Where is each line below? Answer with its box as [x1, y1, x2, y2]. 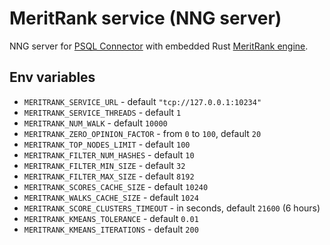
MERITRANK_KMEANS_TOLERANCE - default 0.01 [23, 212, 199, 224]
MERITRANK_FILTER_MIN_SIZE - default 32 [23, 159, 186, 171]
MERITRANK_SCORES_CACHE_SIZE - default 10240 [23, 180, 209, 192]
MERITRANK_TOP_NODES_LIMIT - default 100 [23, 138, 191, 150]
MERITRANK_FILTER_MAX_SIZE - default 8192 [23, 170, 195, 182]
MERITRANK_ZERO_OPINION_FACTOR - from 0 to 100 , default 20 [23, 127, 262, 139]
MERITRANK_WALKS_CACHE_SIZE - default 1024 [23, 191, 199, 203]
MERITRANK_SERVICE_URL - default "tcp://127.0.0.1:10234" [23, 95, 262, 107]
